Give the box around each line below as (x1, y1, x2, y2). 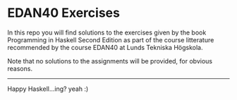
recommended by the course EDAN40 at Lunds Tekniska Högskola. (7, 43, 203, 51)
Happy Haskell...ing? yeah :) (7, 85, 89, 93)
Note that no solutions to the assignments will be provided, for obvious (7, 56, 213, 65)
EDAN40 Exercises (7, 5, 120, 21)
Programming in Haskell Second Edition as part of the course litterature (7, 35, 214, 44)
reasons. (7, 64, 33, 73)
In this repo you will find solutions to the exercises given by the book (7, 28, 207, 37)
